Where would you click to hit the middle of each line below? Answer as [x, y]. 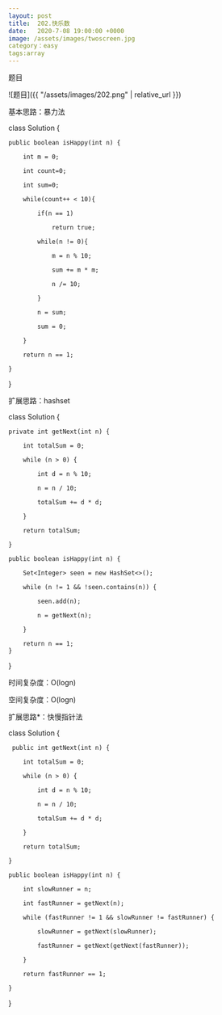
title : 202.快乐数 [39, 23]
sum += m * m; [75, 270]
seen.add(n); [59, 601]
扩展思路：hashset [39, 400]
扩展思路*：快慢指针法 [46, 717]
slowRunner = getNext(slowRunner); [97, 932]
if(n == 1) [56, 213]
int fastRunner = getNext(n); [74, 903]
